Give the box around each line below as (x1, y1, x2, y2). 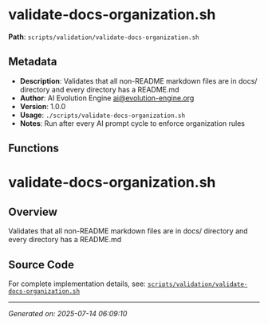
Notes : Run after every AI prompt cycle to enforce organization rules (19, 118, 246, 128)
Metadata (8, 55, 57, 69)
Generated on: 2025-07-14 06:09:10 (8, 308, 128, 318)
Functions (8, 142, 60, 155)
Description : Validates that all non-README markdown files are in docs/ (19, 76, 258, 85)
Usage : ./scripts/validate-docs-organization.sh (19, 110, 186, 119)
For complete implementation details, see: (8, 279, 146, 288)
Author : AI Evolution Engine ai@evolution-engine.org (19, 93, 195, 103)
